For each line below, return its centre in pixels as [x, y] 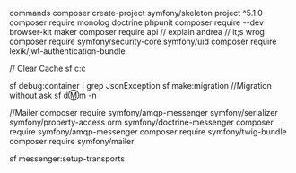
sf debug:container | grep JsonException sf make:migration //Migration [140, 86]
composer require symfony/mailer [72, 141]
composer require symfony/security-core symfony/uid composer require [143, 41]
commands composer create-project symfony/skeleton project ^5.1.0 [136, 13]
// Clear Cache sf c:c [48, 68]
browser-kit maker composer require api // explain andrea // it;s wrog [137, 32]
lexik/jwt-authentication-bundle [67, 51]
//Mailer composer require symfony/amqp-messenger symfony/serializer [144, 112]
